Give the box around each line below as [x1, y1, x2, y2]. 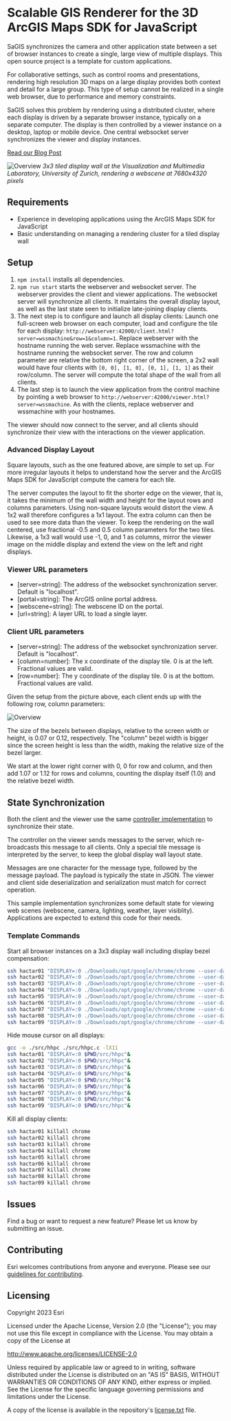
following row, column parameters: [7, 700, 105, 708]
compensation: [7, 954, 49, 962]
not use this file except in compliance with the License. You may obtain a [7, 1329, 213, 1337]
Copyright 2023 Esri [7, 1308, 65, 1316]
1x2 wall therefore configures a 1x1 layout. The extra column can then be [7, 511, 212, 519]
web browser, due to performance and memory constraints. [7, 92, 177, 101]
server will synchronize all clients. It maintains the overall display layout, [16, 297, 221, 305]
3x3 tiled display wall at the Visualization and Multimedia [42, 161, 205, 170]
